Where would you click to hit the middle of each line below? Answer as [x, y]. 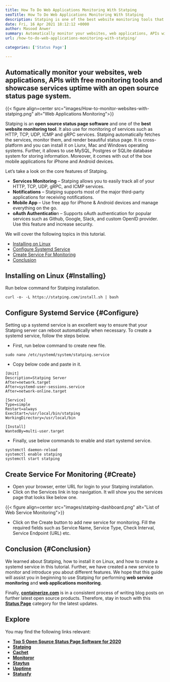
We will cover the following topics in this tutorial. [56, 234]
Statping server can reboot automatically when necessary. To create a [78, 331]
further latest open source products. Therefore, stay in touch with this [78, 598]
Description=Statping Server [36, 378]
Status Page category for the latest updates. [52, 603]
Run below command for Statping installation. [53, 288]
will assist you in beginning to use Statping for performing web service [79, 577]
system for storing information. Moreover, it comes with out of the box [78, 156]
